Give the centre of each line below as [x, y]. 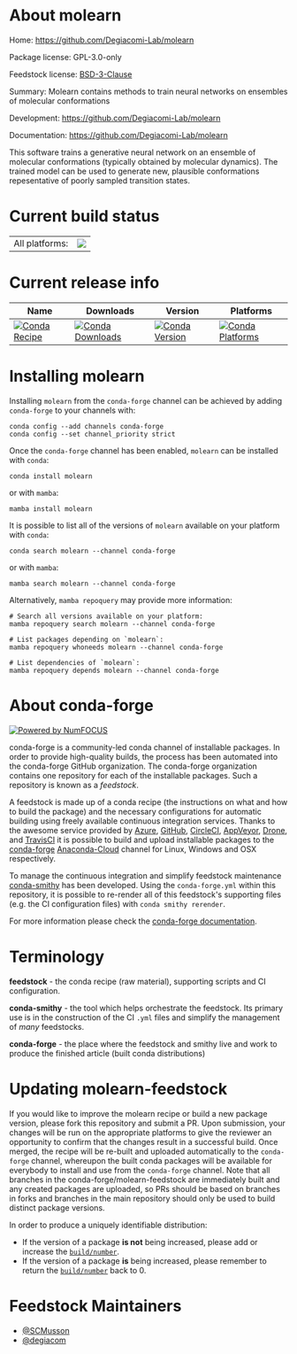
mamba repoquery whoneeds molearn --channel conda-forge [116, 647]
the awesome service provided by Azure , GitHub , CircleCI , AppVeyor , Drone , [148, 830]
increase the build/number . [71, 1251]
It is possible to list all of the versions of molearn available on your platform [145, 525]
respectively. [32, 858]
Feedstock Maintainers [95, 1306]
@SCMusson [46, 1330]
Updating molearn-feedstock [118, 1089]
